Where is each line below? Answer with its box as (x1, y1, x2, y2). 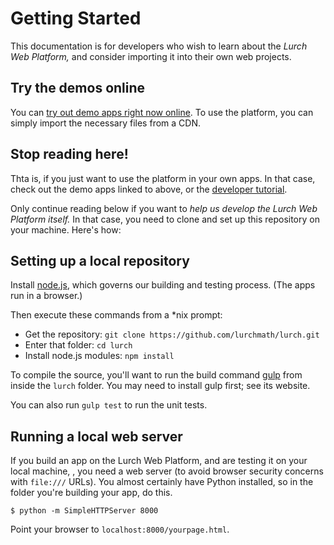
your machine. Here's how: (10, 223, 122, 236)
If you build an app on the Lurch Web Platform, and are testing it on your (10, 455, 308, 467)
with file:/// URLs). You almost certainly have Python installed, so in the (10, 476, 314, 488)
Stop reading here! (10, 146, 129, 163)
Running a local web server (10, 428, 183, 445)
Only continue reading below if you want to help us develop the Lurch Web (10, 202, 318, 214)
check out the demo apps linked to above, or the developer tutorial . (10, 183, 288, 195)
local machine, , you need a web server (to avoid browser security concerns (10, 465, 324, 477)
